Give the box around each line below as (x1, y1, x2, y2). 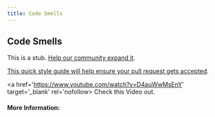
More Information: (7, 104, 60, 112)
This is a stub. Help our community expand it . (7, 54, 136, 62)
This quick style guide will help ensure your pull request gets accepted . (7, 67, 210, 76)
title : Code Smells (7, 10, 63, 17)
